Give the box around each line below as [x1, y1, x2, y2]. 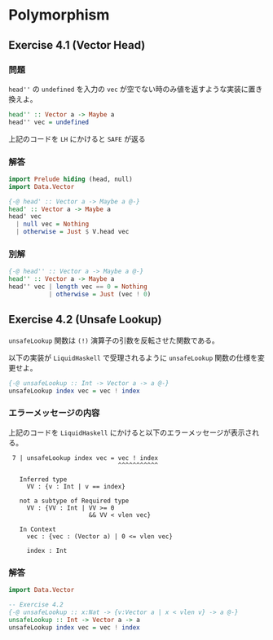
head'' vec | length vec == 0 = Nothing [8, 283, 148, 291]
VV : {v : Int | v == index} [26, 482, 126, 490]
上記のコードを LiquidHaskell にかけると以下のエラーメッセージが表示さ [8, 427, 253, 437]
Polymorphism [8, 6, 110, 24]
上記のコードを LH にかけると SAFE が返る [8, 134, 146, 143]
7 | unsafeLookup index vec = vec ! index [11, 454, 159, 462]
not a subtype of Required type [19, 497, 130, 505]
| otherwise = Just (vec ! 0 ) [48, 290, 152, 298]
